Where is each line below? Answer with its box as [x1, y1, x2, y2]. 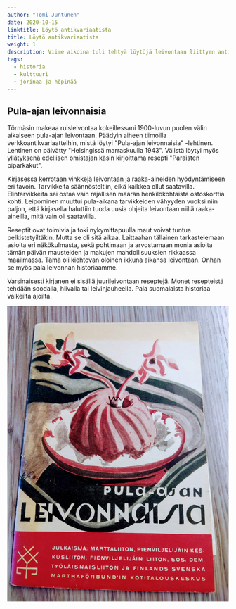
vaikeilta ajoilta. [7, 292, 53, 301]
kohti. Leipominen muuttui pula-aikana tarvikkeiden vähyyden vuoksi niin [7, 197, 218, 206]
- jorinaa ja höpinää [13, 78, 77, 85]
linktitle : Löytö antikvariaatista [7, 26, 112, 33]
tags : [7, 56, 23, 63]
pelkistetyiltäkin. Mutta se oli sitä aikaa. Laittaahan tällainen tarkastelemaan [7, 233, 225, 242]
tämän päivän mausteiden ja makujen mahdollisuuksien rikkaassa [7, 249, 197, 257]
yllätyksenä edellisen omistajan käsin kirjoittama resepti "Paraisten [7, 153, 200, 162]
